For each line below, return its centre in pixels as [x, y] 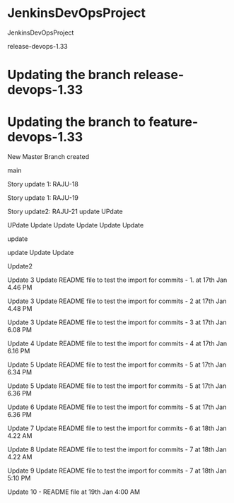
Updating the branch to [77, 122]
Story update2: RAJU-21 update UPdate [65, 212]
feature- [173, 122]
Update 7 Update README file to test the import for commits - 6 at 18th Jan [117, 428]
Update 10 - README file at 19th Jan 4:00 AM [74, 492]
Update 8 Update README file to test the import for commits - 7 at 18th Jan [117, 449]
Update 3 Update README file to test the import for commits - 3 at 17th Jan [117, 322]
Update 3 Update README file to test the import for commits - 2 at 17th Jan [117, 301]
